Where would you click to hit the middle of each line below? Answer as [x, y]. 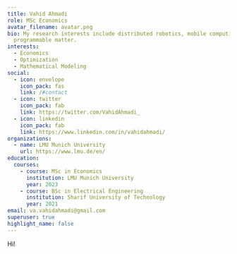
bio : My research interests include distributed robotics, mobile [107, 34]
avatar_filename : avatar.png [50, 27]
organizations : [30, 138]
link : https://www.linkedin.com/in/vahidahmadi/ [93, 132]
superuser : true [31, 217]
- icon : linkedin [39, 119]
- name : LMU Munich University [60, 145]
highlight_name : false [41, 224]
